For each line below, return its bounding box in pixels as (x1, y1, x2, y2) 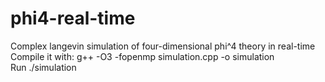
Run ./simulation (10, 61, 77, 73)
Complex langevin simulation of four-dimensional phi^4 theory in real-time (10, 40, 316, 52)
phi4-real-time (10, 7, 136, 30)
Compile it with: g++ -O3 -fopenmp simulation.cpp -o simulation (10, 50, 275, 62)
